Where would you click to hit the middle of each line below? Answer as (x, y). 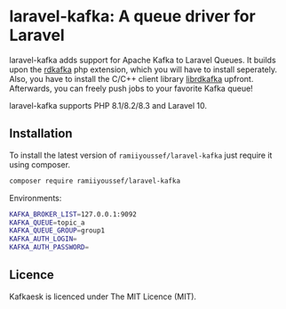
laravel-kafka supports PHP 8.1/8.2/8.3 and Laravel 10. (108, 105)
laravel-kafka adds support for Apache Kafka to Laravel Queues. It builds (143, 60)
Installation (41, 134)
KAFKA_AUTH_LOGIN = (43, 239)
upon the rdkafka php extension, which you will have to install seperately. (143, 69)
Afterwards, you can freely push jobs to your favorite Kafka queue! (131, 88)
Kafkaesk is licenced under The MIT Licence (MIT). (103, 297)
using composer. (40, 164)
